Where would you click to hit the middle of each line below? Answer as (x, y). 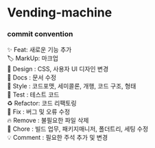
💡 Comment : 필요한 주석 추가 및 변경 (58, 138)
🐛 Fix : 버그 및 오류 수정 (39, 112)
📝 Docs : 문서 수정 (32, 77)
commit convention (40, 34)
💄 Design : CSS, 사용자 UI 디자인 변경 (58, 69)
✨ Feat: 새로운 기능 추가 (39, 50)
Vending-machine (60, 13)
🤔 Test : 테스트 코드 (33, 95)
